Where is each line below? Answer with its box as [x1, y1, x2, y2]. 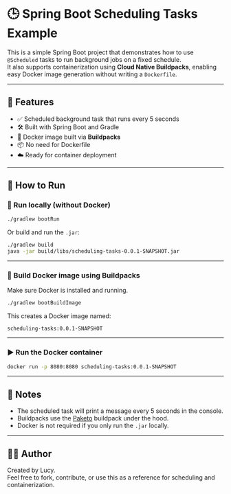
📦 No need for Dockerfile [16, 140, 91, 148]
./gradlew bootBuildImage [7, 300, 81, 306]
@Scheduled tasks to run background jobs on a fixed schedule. [7, 55, 181, 63]
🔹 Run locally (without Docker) [7, 201, 111, 210]
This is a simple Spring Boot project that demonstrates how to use [7, 48, 194, 56]
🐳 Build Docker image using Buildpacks [7, 270, 140, 280]
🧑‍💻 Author [7, 448, 52, 460]
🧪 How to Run [7, 180, 66, 192]
